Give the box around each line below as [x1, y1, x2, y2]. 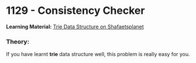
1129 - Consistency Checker [6, 4, 145, 17]
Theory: [6, 38, 30, 46]
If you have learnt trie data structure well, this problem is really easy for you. [6, 51, 190, 58]
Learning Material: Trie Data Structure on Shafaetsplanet [6, 23, 145, 30]
